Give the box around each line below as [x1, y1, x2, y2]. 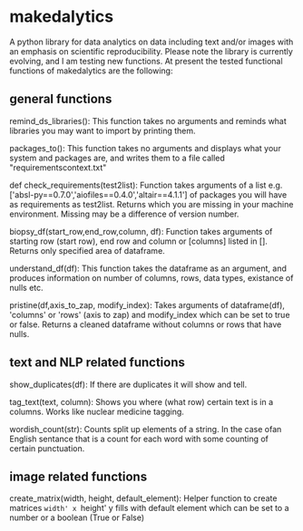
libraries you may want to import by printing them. [9, 125, 197, 136]
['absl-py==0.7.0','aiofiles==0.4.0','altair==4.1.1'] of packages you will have [9, 188, 288, 200]
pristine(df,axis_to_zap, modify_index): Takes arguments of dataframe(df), [9, 299, 286, 310]
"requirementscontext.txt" [9, 161, 107, 173]
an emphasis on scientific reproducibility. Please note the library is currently [9, 45, 293, 56]
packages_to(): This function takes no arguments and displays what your [9, 142, 281, 153]
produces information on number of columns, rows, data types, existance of [9, 272, 294, 283]
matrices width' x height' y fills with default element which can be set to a [9, 503, 289, 514]
